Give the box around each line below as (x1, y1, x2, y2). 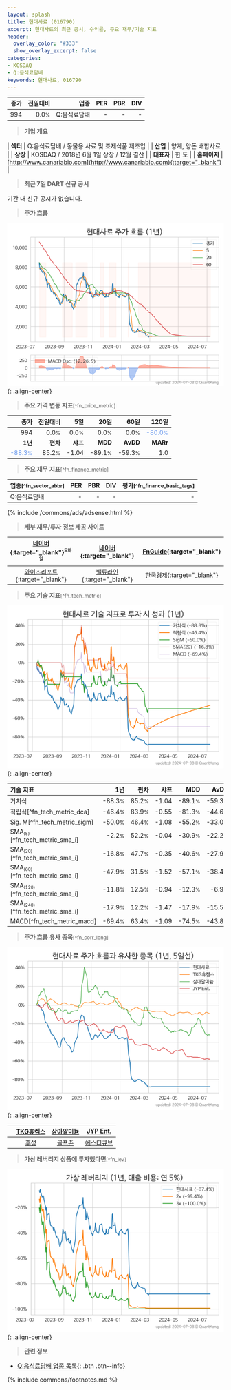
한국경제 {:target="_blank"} (145, 571, 219, 579)
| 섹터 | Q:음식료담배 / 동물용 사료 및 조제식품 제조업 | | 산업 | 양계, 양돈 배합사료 (7, 141, 221, 150)
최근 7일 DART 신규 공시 (23, 179, 89, 188)
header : (7, 33, 30, 40)
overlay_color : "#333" (13, 40, 78, 48)
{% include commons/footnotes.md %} (7, 1376, 118, 1384)
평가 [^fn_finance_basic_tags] (122, 481, 195, 490)
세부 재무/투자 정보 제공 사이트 (23, 523, 104, 531)
